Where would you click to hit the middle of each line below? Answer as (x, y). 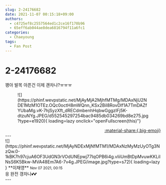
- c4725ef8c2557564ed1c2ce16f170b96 (47, 23)
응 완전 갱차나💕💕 (21, 174)
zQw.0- (13, 151)
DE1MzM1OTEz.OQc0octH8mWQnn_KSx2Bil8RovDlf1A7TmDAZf (82, 105)
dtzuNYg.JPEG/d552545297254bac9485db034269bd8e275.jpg (83, 116)
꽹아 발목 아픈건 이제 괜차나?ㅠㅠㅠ (39, 85)
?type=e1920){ (33, 121)
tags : (11, 42)
